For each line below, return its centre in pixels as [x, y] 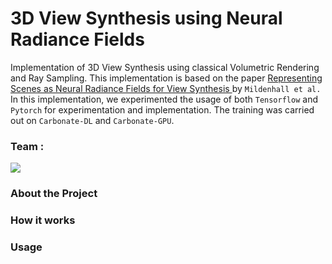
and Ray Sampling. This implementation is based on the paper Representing [166, 78]
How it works [43, 220]
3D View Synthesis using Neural [146, 18]
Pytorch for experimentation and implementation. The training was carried [162, 109]
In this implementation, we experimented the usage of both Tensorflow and [164, 99]
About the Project [54, 194]
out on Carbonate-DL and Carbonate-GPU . [92, 120]
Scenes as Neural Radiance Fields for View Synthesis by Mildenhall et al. [166, 88]
